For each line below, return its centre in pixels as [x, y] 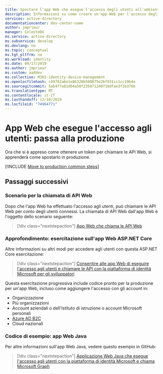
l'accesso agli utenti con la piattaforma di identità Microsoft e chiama [86, 361]
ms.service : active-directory [36, 37]
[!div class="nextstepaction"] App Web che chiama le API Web [79, 226]
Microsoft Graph [33, 366]
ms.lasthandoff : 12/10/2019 [33, 100]
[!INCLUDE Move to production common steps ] [52, 166]
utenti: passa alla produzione [65, 138]
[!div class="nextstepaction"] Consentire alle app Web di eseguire [83, 263]
